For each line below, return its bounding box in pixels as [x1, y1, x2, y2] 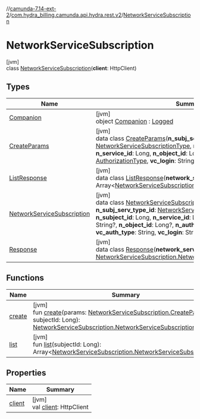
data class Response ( [95, 245, 156, 253]
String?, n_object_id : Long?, [95, 221, 174, 229]
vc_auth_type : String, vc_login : [95, 228, 184, 236]
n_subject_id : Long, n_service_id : [95, 213, 192, 221]
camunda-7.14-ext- [10, 5, 57, 12]
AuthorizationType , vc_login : [95, 156, 177, 165]
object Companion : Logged [95, 117, 174, 125]
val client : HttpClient [32, 403, 89, 411]
